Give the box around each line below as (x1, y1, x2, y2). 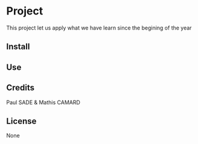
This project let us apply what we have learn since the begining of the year (6, 24, 192, 31)
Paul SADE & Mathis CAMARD (6, 98, 80, 106)
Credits (6, 83, 35, 93)
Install (6, 42, 30, 52)
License (6, 116, 37, 126)
